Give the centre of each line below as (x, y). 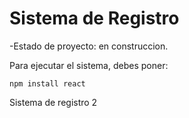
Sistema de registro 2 (53, 102)
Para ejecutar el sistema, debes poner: (89, 65)
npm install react (47, 83)
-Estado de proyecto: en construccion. (89, 46)
